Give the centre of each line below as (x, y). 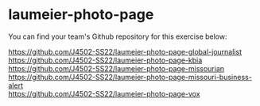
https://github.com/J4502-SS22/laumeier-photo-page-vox (104, 93)
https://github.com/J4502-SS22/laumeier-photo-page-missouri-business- (130, 77)
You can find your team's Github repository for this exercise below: (118, 36)
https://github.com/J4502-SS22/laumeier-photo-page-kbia (105, 60)
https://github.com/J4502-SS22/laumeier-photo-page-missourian (116, 68)
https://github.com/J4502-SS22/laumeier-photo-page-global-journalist (125, 51)
